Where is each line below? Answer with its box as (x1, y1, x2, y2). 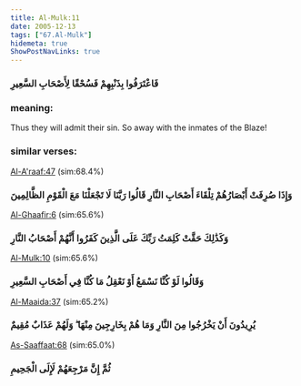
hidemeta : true (10, 38, 68, 48)
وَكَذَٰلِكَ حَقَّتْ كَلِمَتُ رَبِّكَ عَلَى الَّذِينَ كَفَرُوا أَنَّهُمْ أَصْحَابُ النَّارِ (10, 231, 229, 244)
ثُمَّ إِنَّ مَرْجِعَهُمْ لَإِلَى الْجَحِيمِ (10, 361, 112, 374)
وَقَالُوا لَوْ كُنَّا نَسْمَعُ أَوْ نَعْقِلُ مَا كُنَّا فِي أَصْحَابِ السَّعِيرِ (10, 275, 204, 288)
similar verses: (10, 145, 77, 157)
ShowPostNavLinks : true (10, 47, 101, 56)
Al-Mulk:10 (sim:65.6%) (10, 252, 99, 264)
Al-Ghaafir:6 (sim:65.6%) (10, 208, 105, 219)
